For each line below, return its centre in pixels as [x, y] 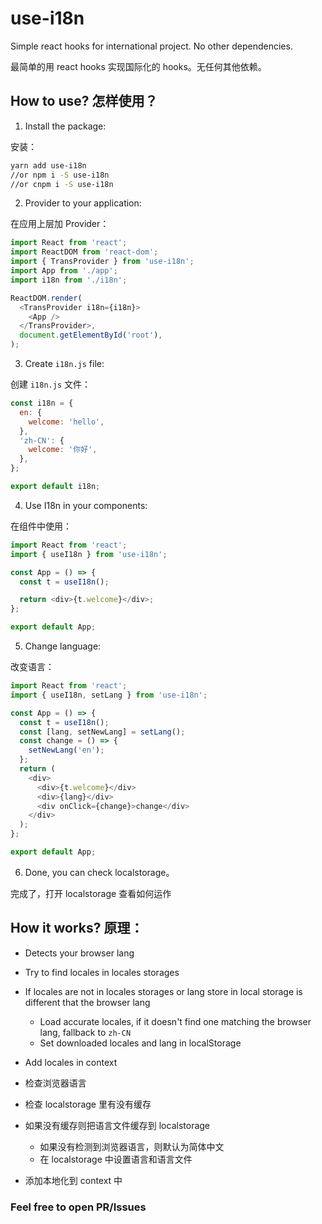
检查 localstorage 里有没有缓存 [88, 1104]
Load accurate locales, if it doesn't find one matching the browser [175, 1021]
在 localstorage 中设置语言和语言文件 [116, 1159]
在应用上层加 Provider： [60, 224]
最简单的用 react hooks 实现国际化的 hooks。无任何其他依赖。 [138, 66]
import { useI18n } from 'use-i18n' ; [89, 554]
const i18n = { [42, 403]
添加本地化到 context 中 [73, 1180]
